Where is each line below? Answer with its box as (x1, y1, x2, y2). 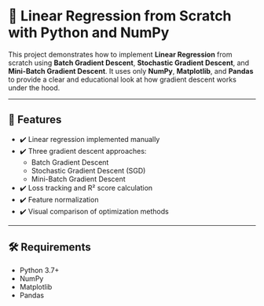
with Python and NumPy (8, 24, 170, 42)
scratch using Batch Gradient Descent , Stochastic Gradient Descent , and (8, 58, 250, 67)
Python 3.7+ (19, 265, 60, 275)
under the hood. (8, 82, 60, 93)
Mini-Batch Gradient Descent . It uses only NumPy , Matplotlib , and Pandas (8, 66, 254, 75)
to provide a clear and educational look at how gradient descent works (8, 75, 237, 84)
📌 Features (8, 113, 62, 126)
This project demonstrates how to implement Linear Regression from (8, 49, 233, 59)
